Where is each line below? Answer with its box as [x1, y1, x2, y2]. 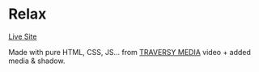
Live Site [8, 32, 37, 41]
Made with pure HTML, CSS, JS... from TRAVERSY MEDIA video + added [8, 47, 251, 57]
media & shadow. [8, 56, 66, 66]
